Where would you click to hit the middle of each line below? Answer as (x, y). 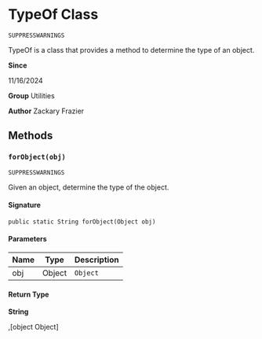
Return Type (29, 294)
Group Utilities (31, 95)
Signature (25, 205)
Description (96, 260)
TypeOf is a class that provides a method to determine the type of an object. (131, 50)
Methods (31, 136)
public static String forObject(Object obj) (82, 222)
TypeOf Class (53, 15)
